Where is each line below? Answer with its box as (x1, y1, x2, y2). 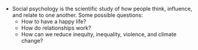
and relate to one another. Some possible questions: (12, 11, 143, 19)
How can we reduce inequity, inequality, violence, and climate (21, 31, 177, 38)
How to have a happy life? (21, 18, 87, 25)
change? (21, 37, 43, 44)
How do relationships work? (21, 24, 91, 31)
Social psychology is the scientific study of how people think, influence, (12, 5, 193, 12)
